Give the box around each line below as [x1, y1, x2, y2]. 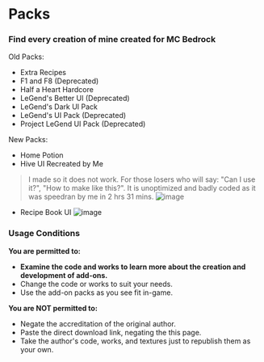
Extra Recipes [19, 68, 67, 78]
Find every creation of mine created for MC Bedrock [8, 34, 216, 45]
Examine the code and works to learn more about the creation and [19, 262, 246, 271]
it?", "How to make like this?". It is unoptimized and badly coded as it [27, 183, 256, 193]
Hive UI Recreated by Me [19, 159, 103, 169]
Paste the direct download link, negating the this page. [19, 327, 202, 337]
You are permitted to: [8, 246, 81, 255]
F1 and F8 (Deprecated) [19, 76, 99, 86]
